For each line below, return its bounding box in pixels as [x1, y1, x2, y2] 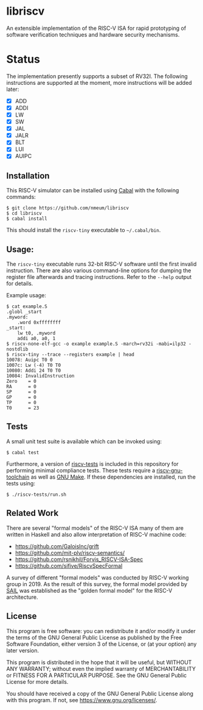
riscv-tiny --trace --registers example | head [12, 352, 135, 358]
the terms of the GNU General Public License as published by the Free [6, 634, 182, 641]
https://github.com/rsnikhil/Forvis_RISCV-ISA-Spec [15, 556, 143, 563]
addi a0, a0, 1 [17, 336, 56, 342]
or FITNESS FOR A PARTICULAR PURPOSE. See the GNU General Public [6, 672, 187, 679]
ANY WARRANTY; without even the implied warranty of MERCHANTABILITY [6, 665, 196, 672]
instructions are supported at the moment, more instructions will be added [6, 79, 193, 86]
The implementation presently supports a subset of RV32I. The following [6, 72, 188, 80]
